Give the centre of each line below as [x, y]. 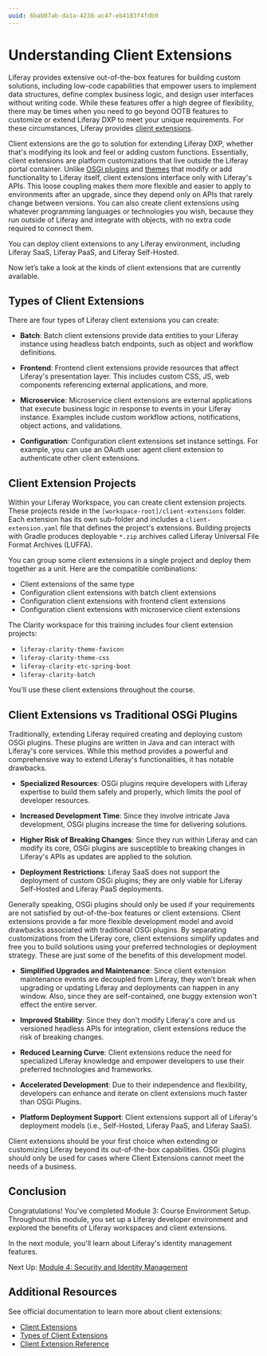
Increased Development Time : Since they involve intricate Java [125, 816]
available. [24, 276]
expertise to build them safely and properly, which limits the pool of [130, 792]
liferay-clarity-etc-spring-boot [75, 666]
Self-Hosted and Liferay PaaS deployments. [92, 889]
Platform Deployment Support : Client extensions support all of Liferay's [138, 1117]
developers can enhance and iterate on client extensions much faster [133, 1093]
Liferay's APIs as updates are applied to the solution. [106, 857]
